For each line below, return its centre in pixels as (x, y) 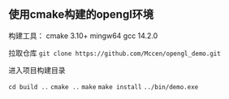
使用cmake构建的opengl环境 (81, 15)
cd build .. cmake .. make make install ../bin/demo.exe (104, 87)
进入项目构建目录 (37, 70)
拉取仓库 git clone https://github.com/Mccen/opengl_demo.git (114, 53)
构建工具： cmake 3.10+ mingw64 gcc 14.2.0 (83, 36)
